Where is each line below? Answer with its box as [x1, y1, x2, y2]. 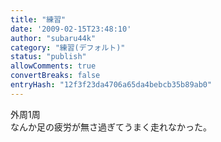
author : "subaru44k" [10, 33, 97, 43]
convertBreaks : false [10, 71, 101, 81]
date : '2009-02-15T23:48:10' [10, 24, 132, 34]
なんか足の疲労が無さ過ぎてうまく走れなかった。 [10, 121, 212, 133]
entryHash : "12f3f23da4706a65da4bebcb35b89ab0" [10, 80, 213, 90]
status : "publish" [10, 52, 87, 62]
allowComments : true [10, 61, 97, 71]
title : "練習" [10, 14, 67, 25]
